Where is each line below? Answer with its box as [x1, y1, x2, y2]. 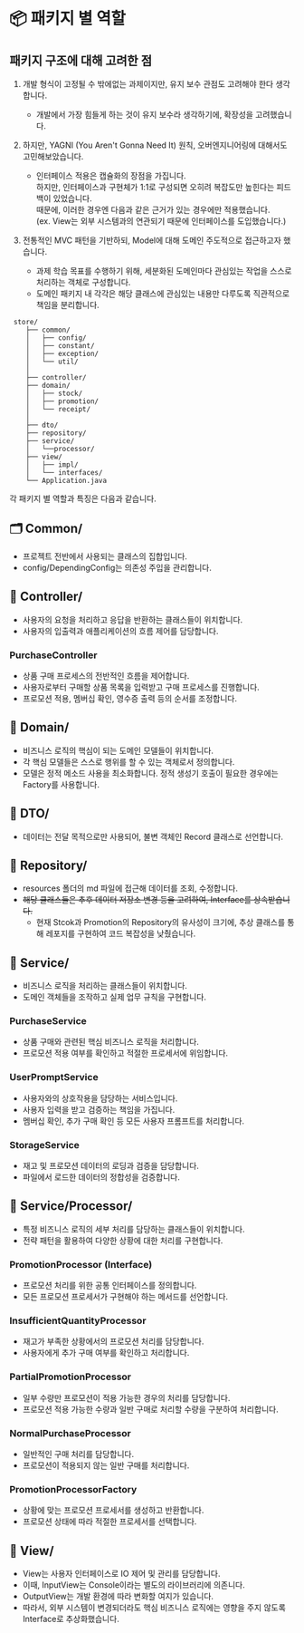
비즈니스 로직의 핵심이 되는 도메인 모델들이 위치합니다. [22, 745, 214, 756]
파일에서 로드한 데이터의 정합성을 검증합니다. [22, 1172, 181, 1183]
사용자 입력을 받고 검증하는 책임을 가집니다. [22, 1104, 176, 1115]
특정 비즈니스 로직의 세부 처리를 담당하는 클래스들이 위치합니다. [22, 1223, 246, 1234]
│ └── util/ [25, 357, 79, 366]
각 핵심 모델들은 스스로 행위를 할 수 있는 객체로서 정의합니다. [22, 756, 235, 767]
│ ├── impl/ [25, 460, 79, 469]
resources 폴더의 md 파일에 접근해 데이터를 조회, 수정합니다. [22, 883, 238, 894]
